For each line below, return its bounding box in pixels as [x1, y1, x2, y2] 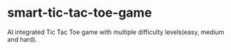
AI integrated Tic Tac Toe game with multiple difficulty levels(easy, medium [7, 28, 225, 36]
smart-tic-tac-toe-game [7, 5, 152, 21]
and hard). [7, 35, 37, 43]
